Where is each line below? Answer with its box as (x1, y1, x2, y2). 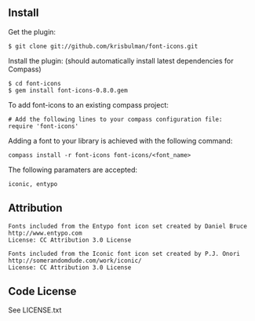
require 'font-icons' (8, 122, 79, 130)
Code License (8, 285, 77, 298)
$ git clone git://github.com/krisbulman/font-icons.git (8, 42, 199, 50)
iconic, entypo (8, 180, 58, 188)
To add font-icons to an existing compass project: (8, 100, 169, 109)
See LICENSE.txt (8, 305, 62, 315)
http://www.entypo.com (8, 229, 82, 237)
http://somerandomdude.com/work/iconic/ (8, 257, 143, 264)
